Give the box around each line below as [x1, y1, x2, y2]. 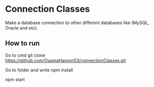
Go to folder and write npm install [5, 67, 73, 73]
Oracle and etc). [5, 25, 38, 30]
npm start [5, 76, 25, 82]
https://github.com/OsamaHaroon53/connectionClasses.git [5, 58, 126, 63]
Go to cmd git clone [5, 52, 46, 58]
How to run [5, 39, 40, 48]
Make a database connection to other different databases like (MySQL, [5, 20, 150, 26]
